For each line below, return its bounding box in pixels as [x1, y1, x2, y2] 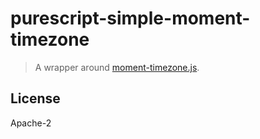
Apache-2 [10, 117, 52, 129]
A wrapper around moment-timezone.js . [34, 61, 200, 73]
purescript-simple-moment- [10, 7, 251, 30]
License [10, 90, 61, 107]
